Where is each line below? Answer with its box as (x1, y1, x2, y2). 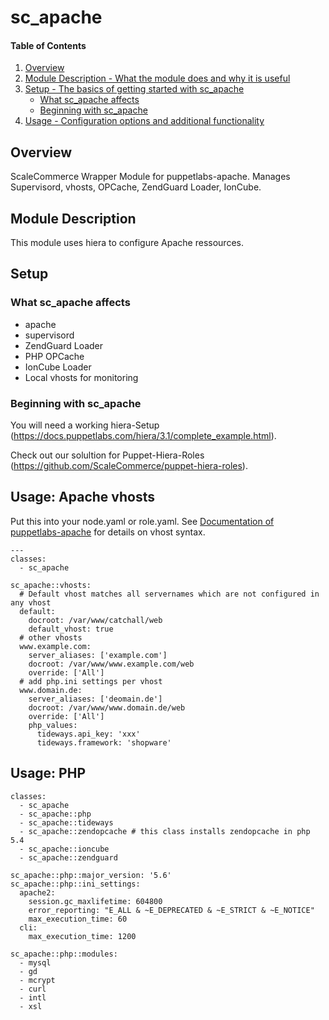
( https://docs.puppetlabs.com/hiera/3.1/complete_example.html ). (10, 430, 277, 441)
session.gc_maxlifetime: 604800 (28, 896, 163, 906)
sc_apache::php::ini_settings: (10, 879, 141, 889)
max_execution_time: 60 (28, 914, 128, 924)
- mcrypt (19, 975, 56, 985)
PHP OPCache (24, 350, 85, 362)
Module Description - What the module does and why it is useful (24, 72, 291, 85)
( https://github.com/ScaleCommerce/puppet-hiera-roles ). (10, 460, 248, 471)
